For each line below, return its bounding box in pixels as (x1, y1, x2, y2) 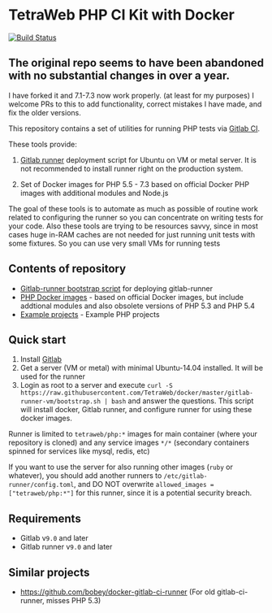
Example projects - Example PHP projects (19, 309, 160, 319)
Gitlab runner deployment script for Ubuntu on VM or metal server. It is (19, 154, 257, 164)
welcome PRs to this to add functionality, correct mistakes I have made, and (8, 99, 262, 109)
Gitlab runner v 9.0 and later (19, 542, 113, 552)
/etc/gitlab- (163, 472, 208, 480)
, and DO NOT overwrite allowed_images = (73, 480, 214, 489)
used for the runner (19, 372, 85, 381)
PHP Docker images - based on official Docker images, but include (19, 292, 244, 302)
